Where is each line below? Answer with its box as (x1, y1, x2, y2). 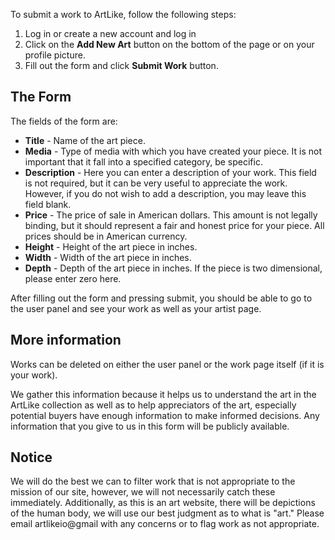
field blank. (24, 198, 72, 210)
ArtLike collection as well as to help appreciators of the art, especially (10, 399, 297, 411)
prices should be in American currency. (24, 230, 188, 242)
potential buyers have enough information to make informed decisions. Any (10, 409, 320, 421)
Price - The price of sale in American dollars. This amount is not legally (24, 209, 318, 221)
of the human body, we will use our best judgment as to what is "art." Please (10, 507, 325, 519)
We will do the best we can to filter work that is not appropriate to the (10, 475, 296, 488)
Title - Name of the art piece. (24, 134, 146, 146)
